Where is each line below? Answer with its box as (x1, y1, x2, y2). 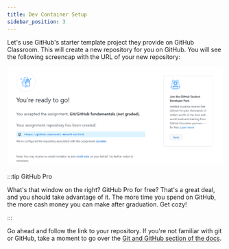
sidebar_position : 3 (7, 18, 67, 25)
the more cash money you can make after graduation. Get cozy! (7, 200, 187, 209)
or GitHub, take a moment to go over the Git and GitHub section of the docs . (7, 234, 222, 242)
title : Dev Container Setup (7, 11, 88, 18)
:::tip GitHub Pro (7, 172, 53, 180)
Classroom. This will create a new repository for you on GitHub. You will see (7, 45, 221, 54)
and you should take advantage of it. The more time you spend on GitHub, (7, 193, 217, 201)
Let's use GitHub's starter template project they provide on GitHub (7, 38, 194, 46)
